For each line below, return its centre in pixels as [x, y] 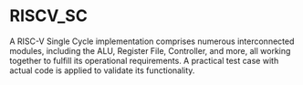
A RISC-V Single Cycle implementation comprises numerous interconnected [152, 41]
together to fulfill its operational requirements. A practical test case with [144, 60]
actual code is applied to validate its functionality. [102, 70]
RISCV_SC [49, 16]
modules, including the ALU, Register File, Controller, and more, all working [150, 50]
